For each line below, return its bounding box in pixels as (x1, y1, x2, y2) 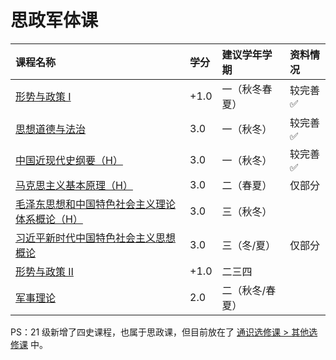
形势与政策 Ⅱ (15, 264, 74, 278)
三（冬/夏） (221, 238, 277, 252)
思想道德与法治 (15, 122, 87, 136)
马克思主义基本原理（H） (15, 178, 133, 192)
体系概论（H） (15, 212, 83, 226)
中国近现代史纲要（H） (15, 153, 123, 167)
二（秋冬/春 (221, 283, 277, 297)
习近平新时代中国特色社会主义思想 (15, 231, 177, 245)
